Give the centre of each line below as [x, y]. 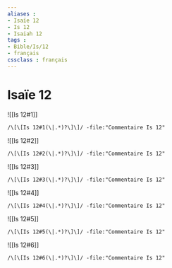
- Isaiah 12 [25, 34]
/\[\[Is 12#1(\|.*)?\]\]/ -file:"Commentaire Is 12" [86, 127]
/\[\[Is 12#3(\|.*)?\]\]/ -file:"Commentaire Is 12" [86, 180]
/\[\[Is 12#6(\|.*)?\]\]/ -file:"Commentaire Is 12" [86, 258]
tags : [17, 40]
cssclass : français [38, 60]
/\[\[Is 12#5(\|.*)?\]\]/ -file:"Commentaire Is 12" [86, 232]
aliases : [22, 14]
